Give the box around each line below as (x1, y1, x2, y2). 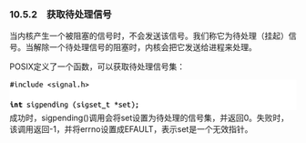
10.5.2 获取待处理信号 (9, 7, 112, 20)
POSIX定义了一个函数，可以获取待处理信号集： (9, 61, 185, 72)
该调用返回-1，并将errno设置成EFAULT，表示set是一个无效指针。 (9, 123, 253, 134)
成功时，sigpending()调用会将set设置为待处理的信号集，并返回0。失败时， (9, 112, 290, 123)
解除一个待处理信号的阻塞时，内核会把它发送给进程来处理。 (33, 42, 257, 53)
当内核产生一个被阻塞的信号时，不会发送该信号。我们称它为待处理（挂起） (9, 30, 289, 42)
